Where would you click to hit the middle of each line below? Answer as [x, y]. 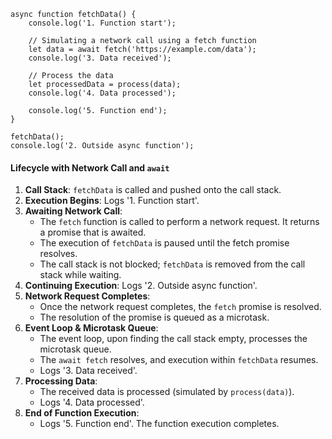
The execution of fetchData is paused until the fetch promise [164, 243]
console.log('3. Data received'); [100, 58]
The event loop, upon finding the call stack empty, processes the [173, 339]
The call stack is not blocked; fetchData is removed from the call [172, 264]
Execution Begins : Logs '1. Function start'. [112, 201]
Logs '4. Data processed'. [92, 402]
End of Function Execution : [82, 413]
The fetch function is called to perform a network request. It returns [179, 222]
